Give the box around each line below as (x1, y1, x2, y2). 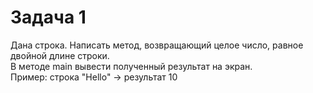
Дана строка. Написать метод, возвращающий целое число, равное (10, 39, 304, 51)
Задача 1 (10, 6, 87, 29)
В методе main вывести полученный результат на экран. (10, 60, 253, 72)
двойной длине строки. (10, 49, 110, 61)
